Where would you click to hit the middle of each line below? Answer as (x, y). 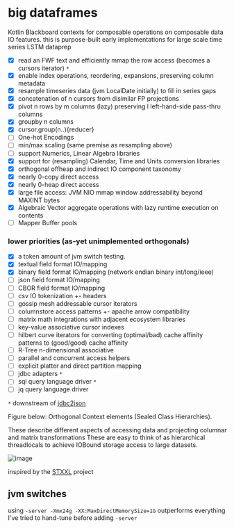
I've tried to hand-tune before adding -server (73, 518)
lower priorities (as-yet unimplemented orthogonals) (99, 241)
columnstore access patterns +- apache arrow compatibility (104, 311)
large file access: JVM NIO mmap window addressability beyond (110, 192)
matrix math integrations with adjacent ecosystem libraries (102, 319)
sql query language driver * (57, 382)
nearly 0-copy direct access (58, 177)
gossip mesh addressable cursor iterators (77, 303)
